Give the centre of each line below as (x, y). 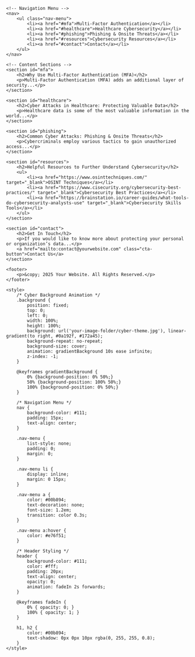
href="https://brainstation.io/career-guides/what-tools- (117, 198)
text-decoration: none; (56, 505)
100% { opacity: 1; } (53, 613)
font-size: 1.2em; (49, 510)
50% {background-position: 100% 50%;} (74, 382)
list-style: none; (49, 443)
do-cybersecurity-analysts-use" (45, 203)
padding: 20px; (46, 572)
